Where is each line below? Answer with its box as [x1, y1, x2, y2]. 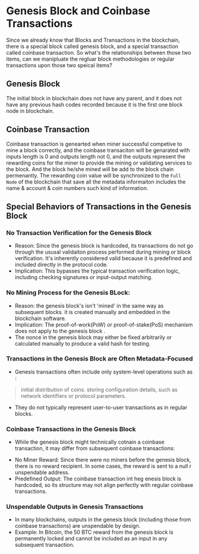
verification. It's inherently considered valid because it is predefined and [14, 255, 192, 262]
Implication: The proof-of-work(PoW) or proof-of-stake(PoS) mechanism [14, 321, 193, 328]
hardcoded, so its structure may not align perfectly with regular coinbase [14, 482, 194, 489]
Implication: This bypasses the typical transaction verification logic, [14, 267, 180, 274]
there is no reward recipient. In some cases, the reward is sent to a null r [14, 463, 192, 470]
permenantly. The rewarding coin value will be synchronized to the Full [6, 172, 181, 179]
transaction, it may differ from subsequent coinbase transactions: [14, 445, 175, 452]
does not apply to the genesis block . [14, 327, 106, 334]
